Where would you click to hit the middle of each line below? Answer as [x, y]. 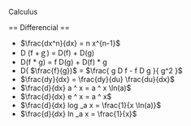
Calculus [23, 12]
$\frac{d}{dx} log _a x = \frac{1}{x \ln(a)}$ [90, 105]
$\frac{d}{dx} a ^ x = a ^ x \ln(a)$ [76, 88]
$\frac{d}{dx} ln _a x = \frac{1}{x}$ [78, 114]
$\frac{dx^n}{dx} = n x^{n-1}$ [70, 43]
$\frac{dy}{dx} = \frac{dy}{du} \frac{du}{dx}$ [97, 79]
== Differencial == [39, 27]
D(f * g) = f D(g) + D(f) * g [63, 62]
